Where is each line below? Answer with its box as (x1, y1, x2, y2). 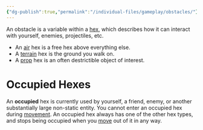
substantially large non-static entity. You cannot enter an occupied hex (6, 104, 182, 111)
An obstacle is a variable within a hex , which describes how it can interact (6, 25, 190, 33)
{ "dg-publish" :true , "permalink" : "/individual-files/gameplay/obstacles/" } (6, 8, 199, 15)
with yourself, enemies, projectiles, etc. (6, 31, 104, 39)
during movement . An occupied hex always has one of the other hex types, (6, 110, 193, 118)
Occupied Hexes (6, 77, 91, 91)
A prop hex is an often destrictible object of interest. (14, 56, 145, 63)
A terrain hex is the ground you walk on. (14, 50, 115, 57)
